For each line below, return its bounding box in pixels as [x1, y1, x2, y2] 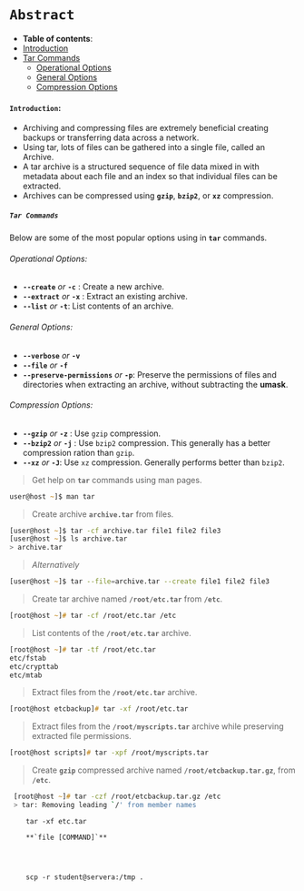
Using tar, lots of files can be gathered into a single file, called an [22, 142, 266, 153]
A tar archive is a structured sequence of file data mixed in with [22, 161, 260, 172]
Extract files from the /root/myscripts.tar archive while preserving [31, 721, 284, 732]
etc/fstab [9, 653, 47, 663]
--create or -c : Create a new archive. [22, 281, 165, 292]
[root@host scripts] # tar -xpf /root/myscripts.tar [9, 748, 209, 757]
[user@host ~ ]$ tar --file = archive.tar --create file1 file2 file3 [9, 577, 270, 586]
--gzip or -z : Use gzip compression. [22, 428, 162, 439]
